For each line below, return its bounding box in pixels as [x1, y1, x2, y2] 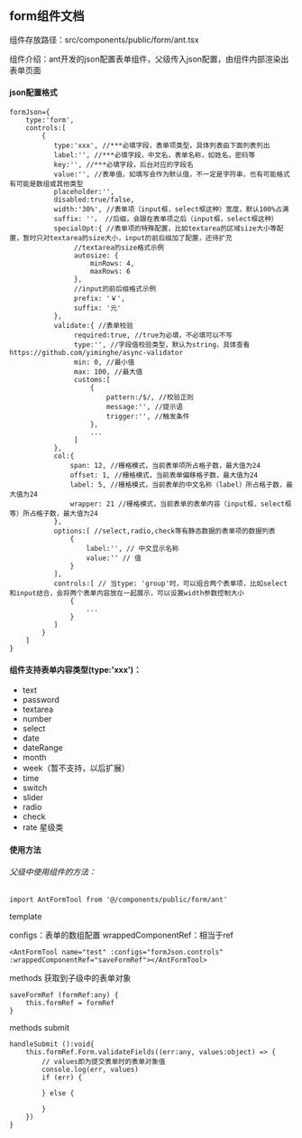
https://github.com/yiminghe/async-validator [9, 349, 183, 358]
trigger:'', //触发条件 [105, 412, 190, 422]
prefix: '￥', [73, 294, 126, 303]
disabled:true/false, [53, 195, 135, 205]
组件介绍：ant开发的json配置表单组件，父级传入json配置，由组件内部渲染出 [9, 53, 289, 64]
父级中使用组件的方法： [9, 866, 96, 878]
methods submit [9, 1022, 70, 1033]
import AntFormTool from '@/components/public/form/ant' [9, 895, 228, 905]
